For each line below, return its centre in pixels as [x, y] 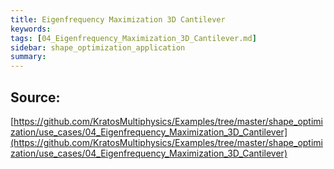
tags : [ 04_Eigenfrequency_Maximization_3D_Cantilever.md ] [133, 38]
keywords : [31, 29]
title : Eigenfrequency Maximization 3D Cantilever [118, 19]
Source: [35, 97]
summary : [28, 57]
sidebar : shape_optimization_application [98, 47]
